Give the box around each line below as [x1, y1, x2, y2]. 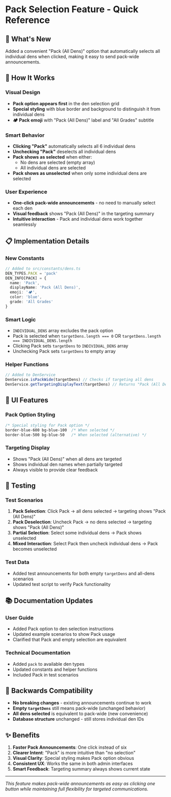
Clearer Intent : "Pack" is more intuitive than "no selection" [12, 750, 136, 756]
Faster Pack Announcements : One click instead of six [12, 744, 127, 751]
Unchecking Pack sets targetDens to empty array [12, 348, 116, 355]
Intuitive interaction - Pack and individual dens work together [12, 216, 143, 222]
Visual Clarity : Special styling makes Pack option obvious [12, 755, 134, 761]
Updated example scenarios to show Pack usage [12, 631, 116, 637]
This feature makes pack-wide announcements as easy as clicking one [5, 781, 155, 787]
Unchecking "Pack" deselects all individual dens [12, 149, 116, 155]
